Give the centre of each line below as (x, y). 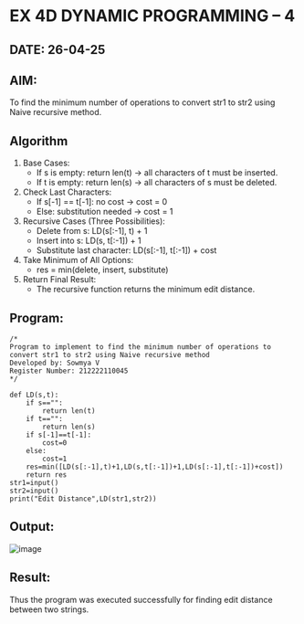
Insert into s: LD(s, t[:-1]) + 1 (89, 241)
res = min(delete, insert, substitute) (102, 270)
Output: (32, 527)
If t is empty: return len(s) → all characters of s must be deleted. (157, 183)
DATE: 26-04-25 (58, 50)
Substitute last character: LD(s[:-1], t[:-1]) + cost (126, 250)
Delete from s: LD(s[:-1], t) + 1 (92, 231)
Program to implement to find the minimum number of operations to (141, 347)
